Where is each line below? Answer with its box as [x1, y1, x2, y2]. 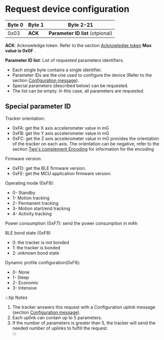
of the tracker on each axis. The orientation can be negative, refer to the [12, 141, 160, 146]
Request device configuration [5, 3, 129, 15]
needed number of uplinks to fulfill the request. [12, 325, 108, 331]
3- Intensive [12, 285, 37, 291]
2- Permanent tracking [12, 200, 59, 206]
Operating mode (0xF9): [5, 180, 54, 186]
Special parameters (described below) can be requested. [12, 83, 128, 89]
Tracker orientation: [5, 115, 45, 121]
